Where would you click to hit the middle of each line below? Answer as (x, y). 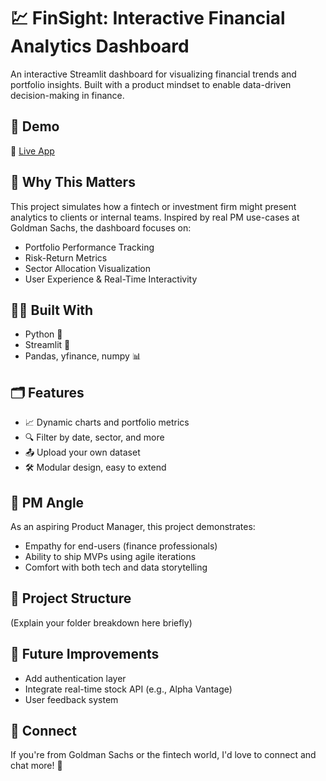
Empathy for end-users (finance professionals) (121, 546)
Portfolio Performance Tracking (89, 247)
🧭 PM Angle (47, 502)
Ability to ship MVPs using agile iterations (110, 556)
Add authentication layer (75, 678)
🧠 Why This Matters (73, 182)
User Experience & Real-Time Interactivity (111, 279)
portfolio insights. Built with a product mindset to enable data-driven (151, 84)
